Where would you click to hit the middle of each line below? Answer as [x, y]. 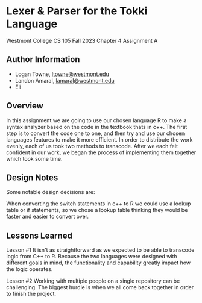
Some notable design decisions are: [51, 192]
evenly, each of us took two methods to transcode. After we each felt [92, 146]
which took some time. [34, 158]
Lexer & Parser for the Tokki [77, 11]
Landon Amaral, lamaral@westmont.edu [65, 80]
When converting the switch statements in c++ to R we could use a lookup [99, 204]
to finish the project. [31, 294]
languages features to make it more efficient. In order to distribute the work [99, 139]
